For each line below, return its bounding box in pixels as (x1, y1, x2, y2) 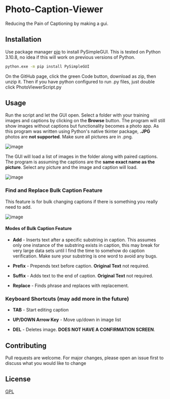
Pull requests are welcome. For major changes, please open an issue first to (5, 355, 164, 361)
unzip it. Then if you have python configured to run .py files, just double (5, 78, 155, 84)
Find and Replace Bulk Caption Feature (5, 187, 103, 194)
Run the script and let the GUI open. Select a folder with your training (5, 112, 150, 118)
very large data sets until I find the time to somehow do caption (12, 247, 145, 253)
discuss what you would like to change (5, 360, 86, 366)
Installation (5, 35, 42, 44)
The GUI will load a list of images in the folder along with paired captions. (5, 154, 158, 160)
